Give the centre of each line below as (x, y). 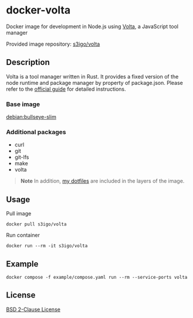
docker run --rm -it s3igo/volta (47, 246)
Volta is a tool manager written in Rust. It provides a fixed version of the (92, 76)
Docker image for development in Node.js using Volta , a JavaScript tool (92, 26)
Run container (23, 235)
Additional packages (36, 132)
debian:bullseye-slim (31, 117)
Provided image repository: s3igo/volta (53, 44)
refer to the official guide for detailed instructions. (66, 89)
